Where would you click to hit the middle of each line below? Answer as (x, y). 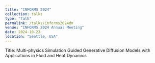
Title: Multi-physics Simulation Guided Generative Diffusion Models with (78, 50)
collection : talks (24, 14)
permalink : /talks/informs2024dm (39, 23)
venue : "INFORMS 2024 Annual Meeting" (45, 28)
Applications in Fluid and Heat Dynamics (46, 55)
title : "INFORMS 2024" (28, 9)
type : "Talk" (18, 18)
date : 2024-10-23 (23, 32)
